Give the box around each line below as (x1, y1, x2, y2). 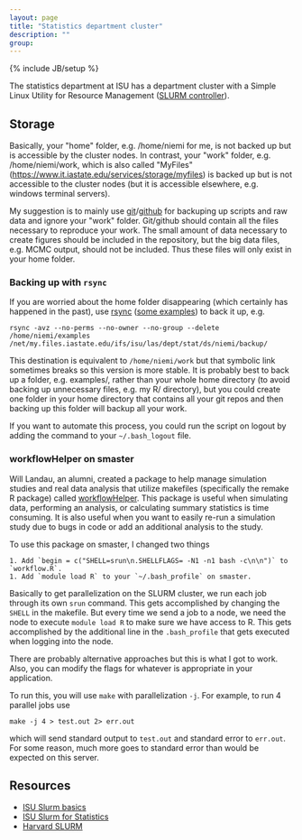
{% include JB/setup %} (9, 63, 99, 74)
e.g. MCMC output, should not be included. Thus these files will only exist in (9, 245, 292, 255)
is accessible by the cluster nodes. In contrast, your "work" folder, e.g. (9, 150, 271, 161)
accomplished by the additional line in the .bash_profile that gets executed (9, 626, 290, 637)
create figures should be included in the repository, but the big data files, (9, 235, 280, 245)
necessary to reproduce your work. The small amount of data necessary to (9, 225, 288, 235)
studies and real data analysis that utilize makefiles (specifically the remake (9, 483, 289, 494)
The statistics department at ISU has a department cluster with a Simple (9, 80, 277, 91)
